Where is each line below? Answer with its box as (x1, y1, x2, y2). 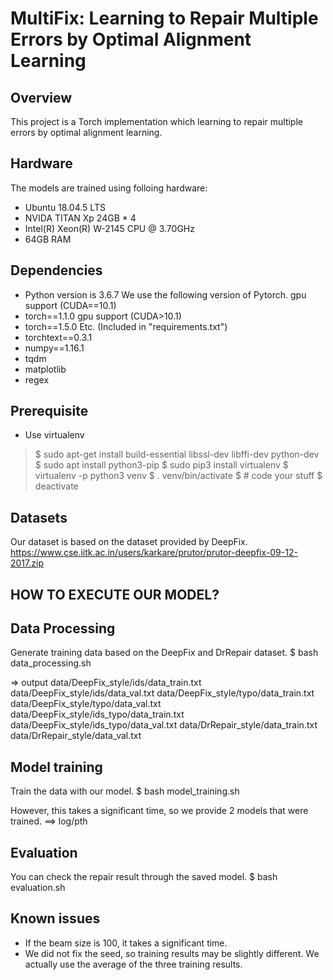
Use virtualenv (24, 429, 85, 441)
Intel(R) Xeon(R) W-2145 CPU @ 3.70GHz (24, 222, 195, 234)
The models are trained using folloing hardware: (10, 182, 208, 194)
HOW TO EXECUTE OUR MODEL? (10, 586, 220, 603)
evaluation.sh (10, 882, 66, 894)
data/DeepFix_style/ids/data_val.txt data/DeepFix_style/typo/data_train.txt (10, 687, 315, 699)
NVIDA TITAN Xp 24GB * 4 (24, 212, 137, 224)
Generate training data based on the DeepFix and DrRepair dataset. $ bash (10, 647, 319, 659)
